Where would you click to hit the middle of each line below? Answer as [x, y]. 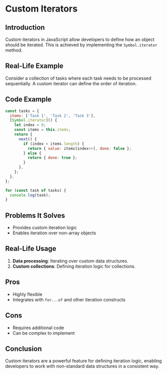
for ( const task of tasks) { [36, 190]
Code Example [28, 100]
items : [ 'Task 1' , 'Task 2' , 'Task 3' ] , [53, 116]
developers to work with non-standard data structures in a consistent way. [82, 366]
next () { [28, 139]
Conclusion [24, 349]
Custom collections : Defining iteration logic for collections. [74, 266]
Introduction [25, 27]
